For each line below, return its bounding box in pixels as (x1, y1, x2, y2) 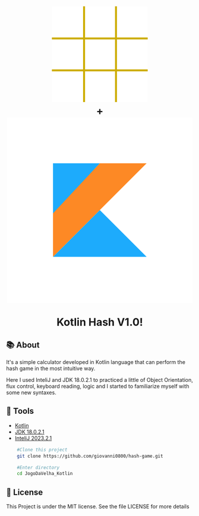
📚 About (6, 340, 40, 350)
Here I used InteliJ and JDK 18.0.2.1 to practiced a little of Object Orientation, (6, 376, 193, 383)
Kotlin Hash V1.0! (56, 315, 144, 329)
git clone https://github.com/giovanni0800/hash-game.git (17, 453, 163, 459)
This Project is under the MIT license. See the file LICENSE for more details (6, 503, 189, 510)
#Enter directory (17, 464, 60, 470)
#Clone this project (17, 447, 68, 452)
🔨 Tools (6, 406, 34, 416)
